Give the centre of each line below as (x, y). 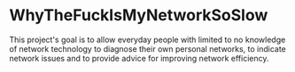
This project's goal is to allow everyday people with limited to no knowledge (147, 40)
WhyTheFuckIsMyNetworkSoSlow (139, 15)
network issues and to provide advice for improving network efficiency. (139, 58)
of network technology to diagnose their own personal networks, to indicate (147, 48)
